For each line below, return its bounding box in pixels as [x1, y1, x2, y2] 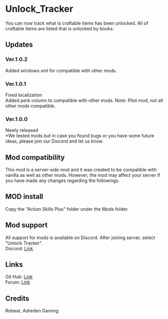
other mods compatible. [5, 103, 56, 109]
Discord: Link [5, 245, 33, 251]
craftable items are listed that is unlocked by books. [5, 25, 114, 31]
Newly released [5, 127, 38, 133]
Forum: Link [5, 279, 31, 285]
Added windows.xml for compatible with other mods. [5, 67, 117, 73]
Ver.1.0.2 [5, 56, 28, 63]
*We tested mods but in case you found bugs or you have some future [5, 133, 155, 139]
